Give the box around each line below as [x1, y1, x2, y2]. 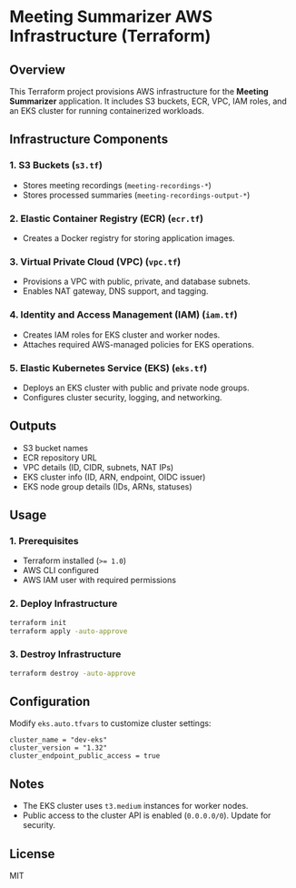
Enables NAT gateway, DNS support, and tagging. [22, 286, 209, 297]
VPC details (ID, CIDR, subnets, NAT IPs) [22, 461, 174, 472]
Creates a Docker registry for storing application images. [22, 232, 235, 243]
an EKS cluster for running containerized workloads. [9, 106, 204, 116]
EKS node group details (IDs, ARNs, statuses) [22, 480, 192, 492]
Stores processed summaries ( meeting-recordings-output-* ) [22, 189, 251, 200]
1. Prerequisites [9, 535, 79, 547]
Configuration [9, 693, 91, 709]
